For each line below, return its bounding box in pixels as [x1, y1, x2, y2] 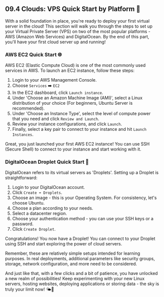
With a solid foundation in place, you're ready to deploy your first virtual [5, 18, 150, 24]
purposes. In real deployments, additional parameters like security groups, [5, 256, 155, 262]
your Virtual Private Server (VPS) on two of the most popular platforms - [5, 28, 151, 34]
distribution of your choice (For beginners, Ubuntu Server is [12, 100, 133, 106]
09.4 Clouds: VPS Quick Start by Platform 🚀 [5, 5, 141, 13]
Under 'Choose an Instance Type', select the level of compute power [12, 111, 151, 117]
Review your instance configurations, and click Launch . [12, 121, 122, 127]
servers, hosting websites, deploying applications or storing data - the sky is [5, 281, 159, 287]
